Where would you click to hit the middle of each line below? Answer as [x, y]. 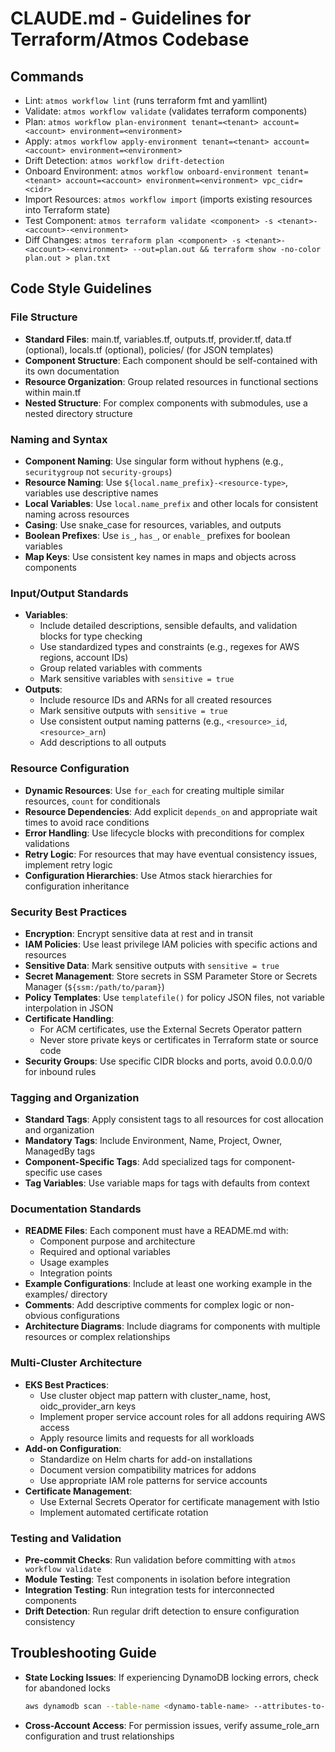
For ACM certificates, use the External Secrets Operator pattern [170, 1029]
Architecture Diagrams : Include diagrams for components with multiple [172, 1326]
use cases [81, 1173]
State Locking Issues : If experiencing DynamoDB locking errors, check [171, 1677]
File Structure [44, 317]
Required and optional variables [105, 1252]
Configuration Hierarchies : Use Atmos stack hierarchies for [148, 875]
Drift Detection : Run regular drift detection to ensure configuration [162, 1611]
